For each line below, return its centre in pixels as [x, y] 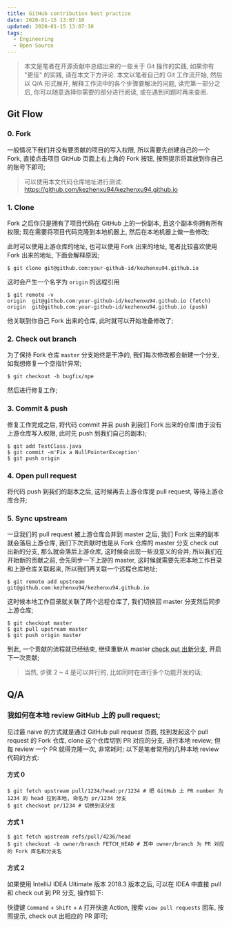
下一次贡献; [23, 658]
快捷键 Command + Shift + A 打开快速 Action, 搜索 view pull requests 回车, [112, 908]
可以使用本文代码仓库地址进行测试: [73, 182]
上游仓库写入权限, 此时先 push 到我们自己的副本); [77, 433]
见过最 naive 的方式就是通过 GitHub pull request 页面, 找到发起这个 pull [108, 732]
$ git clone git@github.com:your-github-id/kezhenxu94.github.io [103, 268]
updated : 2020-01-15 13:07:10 [51, 26]
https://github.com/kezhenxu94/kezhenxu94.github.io [101, 189]
